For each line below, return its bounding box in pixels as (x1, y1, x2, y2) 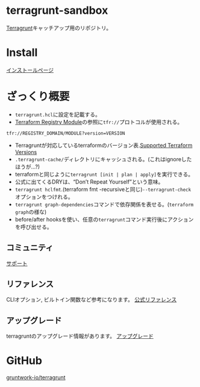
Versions (14, 148, 37, 155)
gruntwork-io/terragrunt (6, 374, 66, 381)
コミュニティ (6, 243, 54, 253)
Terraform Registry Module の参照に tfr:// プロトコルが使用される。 (14, 118, 183, 125)
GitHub (6, 354, 42, 368)
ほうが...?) (14, 163, 40, 170)
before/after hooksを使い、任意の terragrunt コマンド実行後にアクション (14, 215, 194, 223)
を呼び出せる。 (14, 223, 52, 231)
